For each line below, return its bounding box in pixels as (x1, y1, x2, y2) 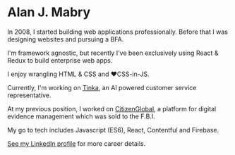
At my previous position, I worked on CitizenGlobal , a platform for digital (7, 104, 217, 113)
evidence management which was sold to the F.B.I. (7, 112, 155, 120)
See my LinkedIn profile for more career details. (7, 139, 146, 148)
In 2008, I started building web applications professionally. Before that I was (7, 27, 228, 36)
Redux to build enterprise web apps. (7, 56, 113, 64)
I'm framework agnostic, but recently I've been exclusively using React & (7, 49, 219, 57)
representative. (7, 91, 52, 99)
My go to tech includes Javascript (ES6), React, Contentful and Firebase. (7, 125, 219, 134)
